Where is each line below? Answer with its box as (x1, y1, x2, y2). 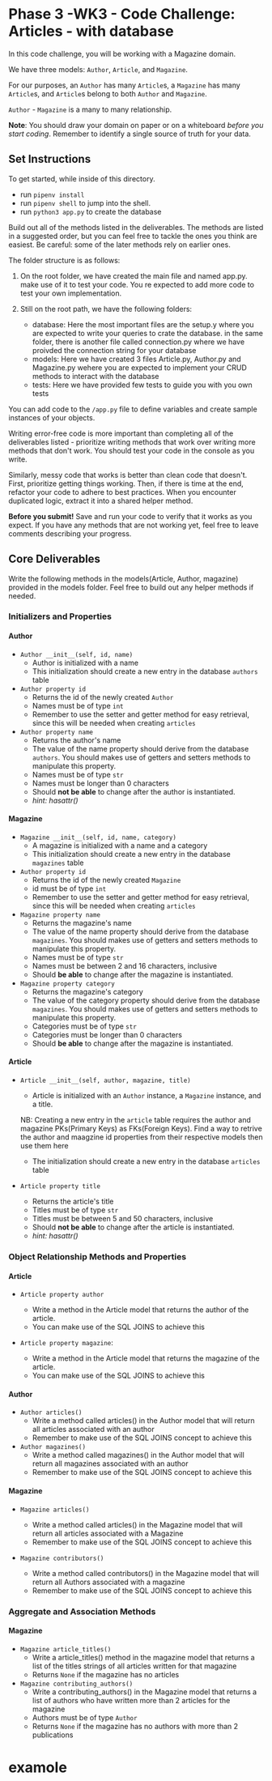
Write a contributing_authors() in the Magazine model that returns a (32, 1686, 257, 1697)
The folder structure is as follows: (8, 255, 121, 265)
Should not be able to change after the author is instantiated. (32, 786, 236, 796)
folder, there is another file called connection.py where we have (32, 337, 245, 347)
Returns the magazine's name (32, 918, 132, 927)
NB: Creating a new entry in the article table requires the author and (19, 1115, 251, 1125)
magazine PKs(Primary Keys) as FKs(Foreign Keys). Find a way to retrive (19, 1123, 263, 1134)
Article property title (19, 1182, 101, 1191)
